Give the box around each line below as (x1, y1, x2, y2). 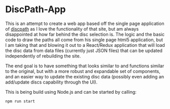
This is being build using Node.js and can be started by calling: (5, 89, 137, 95)
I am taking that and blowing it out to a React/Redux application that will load (5, 42, 165, 48)
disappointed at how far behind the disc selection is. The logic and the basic (5, 31, 165, 37)
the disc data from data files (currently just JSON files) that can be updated (5, 47, 163, 53)
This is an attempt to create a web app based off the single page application (5, 20, 164, 26)
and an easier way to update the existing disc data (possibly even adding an (5, 73, 164, 79)
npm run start (5, 98, 36, 104)
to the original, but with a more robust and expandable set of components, (5, 68, 161, 74)
